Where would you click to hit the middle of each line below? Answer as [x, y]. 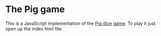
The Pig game [35, 9]
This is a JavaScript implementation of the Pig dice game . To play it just [80, 23]
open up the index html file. [34, 28]
